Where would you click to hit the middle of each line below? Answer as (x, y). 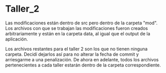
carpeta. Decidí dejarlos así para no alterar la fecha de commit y (72, 54)
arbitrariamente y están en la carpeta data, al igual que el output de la (78, 33)
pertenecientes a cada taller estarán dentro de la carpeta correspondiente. (83, 65)
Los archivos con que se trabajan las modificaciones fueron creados (77, 28)
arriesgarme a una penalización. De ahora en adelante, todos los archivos (82, 59)
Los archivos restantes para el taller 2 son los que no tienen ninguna (76, 49)
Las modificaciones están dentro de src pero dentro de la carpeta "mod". (81, 23)
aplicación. (17, 39)
